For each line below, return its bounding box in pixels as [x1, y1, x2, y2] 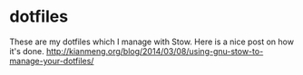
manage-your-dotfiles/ [9, 55, 94, 66]
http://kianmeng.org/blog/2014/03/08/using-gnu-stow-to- [45, 45, 264, 56]
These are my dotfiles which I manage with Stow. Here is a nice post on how [9, 36, 295, 47]
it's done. [9, 45, 44, 56]
